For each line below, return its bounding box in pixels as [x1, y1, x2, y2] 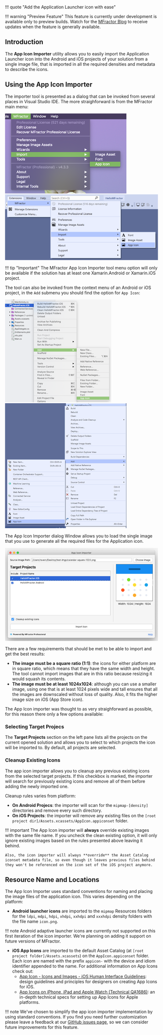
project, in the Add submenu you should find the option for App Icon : [5, 290, 141, 296]
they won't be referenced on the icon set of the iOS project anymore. [5, 862, 153, 867]
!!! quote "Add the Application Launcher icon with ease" [5, 4, 116, 10]
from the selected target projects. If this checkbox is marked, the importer [5, 773, 153, 779]
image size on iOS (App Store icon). [12, 696, 84, 702]
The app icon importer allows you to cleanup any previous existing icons [5, 768, 150, 774]
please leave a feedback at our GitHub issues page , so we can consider [5, 1019, 149, 1025]
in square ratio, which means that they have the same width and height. [12, 665, 155, 671]
